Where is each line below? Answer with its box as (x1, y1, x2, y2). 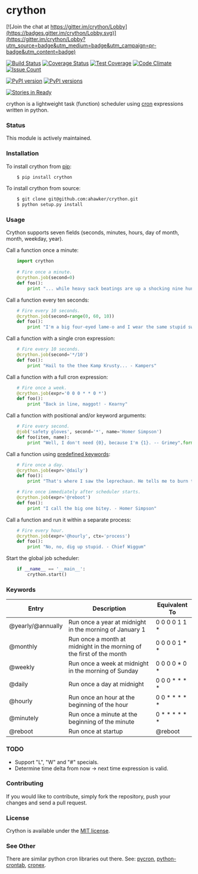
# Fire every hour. (16, 528, 65, 533)
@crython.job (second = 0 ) (16, 275, 75, 281)
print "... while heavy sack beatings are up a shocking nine (27, 286, 183, 292)
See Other (6, 842, 36, 850)
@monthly (9, 643, 38, 651)
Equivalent (157, 601, 188, 609)
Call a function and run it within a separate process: (6, 516, 131, 523)
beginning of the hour (68, 700, 128, 709)
